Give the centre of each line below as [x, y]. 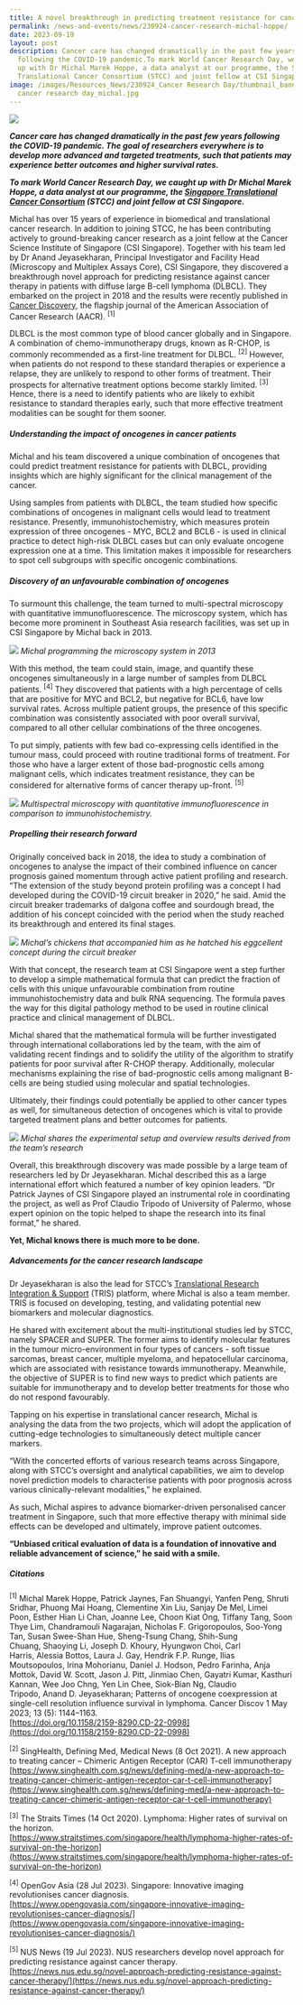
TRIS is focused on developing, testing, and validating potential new [135, 1303]
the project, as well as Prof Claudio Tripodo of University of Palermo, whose [150, 1203]
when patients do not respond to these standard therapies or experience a [147, 364]
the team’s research [46, 1148]
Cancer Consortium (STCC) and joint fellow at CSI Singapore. [127, 201]
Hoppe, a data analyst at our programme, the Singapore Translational [143, 191]
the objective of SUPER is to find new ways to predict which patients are [143, 1378]
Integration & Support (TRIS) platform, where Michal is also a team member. [150, 1293]
